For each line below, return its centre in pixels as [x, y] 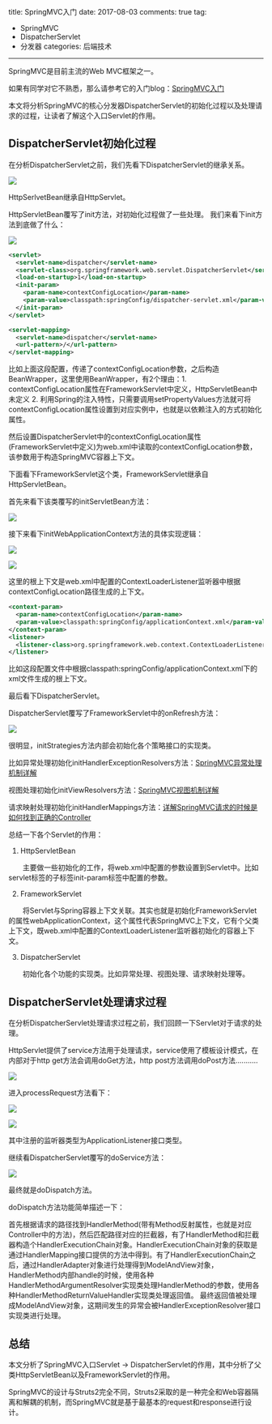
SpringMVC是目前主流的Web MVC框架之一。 [83, 71]
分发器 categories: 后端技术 [66, 46]
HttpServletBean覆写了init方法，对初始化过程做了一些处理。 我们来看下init [132, 214]
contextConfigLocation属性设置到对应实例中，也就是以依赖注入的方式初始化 [135, 409]
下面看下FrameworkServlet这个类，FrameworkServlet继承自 [108, 474]
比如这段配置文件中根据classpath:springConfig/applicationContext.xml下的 [133, 669]
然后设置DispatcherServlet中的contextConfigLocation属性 [105, 437]
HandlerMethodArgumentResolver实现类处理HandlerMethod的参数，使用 [130, 1285]
